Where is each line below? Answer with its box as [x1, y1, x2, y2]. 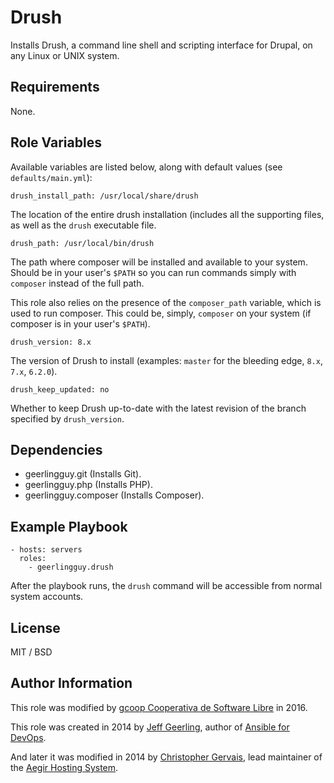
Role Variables [10, 134, 102, 151]
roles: [19, 554, 47, 564]
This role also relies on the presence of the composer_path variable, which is [10, 296, 322, 308]
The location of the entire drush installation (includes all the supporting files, [10, 208, 325, 220]
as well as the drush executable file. [10, 219, 157, 231]
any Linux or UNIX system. [10, 49, 120, 61]
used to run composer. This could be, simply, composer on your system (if [10, 307, 312, 319]
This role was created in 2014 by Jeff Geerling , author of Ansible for [10, 721, 290, 733]
